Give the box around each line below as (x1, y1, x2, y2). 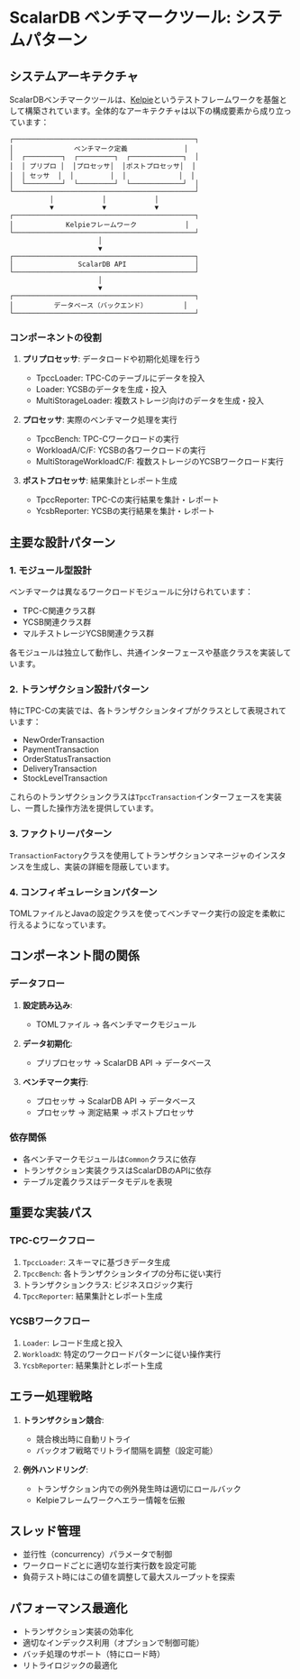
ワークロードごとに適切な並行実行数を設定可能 (22, 1560, 196, 1571)
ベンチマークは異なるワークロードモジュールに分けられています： (9, 586, 254, 597)
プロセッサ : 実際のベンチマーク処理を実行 (22, 415, 177, 426)
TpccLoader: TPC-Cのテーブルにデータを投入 (35, 372, 205, 383)
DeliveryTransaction (22, 763, 97, 775)
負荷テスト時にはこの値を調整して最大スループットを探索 (22, 1572, 236, 1583)
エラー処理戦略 (9, 1389, 93, 1404)
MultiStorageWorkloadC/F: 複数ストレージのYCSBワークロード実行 (35, 456, 284, 467)
